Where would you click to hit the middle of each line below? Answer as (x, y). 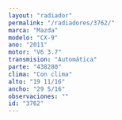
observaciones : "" (38, 96)
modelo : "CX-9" (33, 37)
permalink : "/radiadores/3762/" (61, 23)
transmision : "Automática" (53, 60)
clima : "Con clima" (40, 74)
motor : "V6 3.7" (35, 52)
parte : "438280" (35, 67)
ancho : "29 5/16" (37, 89)
